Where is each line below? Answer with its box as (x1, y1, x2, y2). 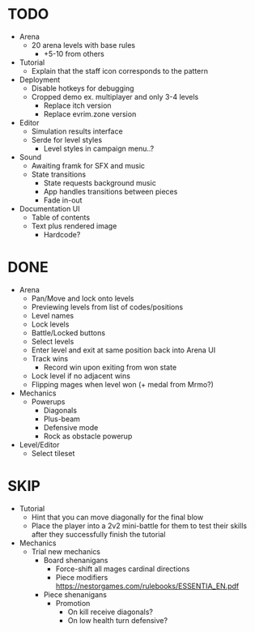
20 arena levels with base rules (31, 40, 135, 49)
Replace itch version (43, 100, 112, 110)
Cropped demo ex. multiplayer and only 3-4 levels (31, 92, 199, 101)
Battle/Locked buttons (31, 327, 106, 337)
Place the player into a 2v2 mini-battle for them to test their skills (31, 520, 248, 531)
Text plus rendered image (31, 220, 117, 231)
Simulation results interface (31, 126, 123, 136)
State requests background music (43, 177, 157, 187)
